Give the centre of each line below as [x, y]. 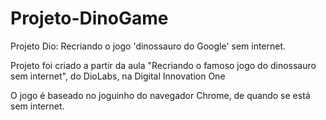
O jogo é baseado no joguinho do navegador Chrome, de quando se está [160, 95]
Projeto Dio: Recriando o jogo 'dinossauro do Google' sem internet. [148, 46]
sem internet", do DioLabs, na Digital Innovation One [118, 76]
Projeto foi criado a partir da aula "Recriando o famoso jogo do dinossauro [163, 65]
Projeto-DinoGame [89, 18]
